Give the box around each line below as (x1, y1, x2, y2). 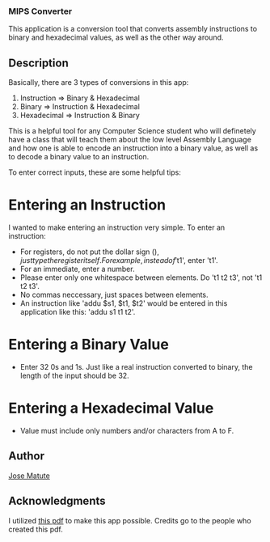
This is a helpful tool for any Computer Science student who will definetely (8, 126, 256, 136)
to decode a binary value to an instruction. (8, 152, 150, 162)
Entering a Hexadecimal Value (8, 399, 214, 417)
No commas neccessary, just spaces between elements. (19, 290, 209, 300)
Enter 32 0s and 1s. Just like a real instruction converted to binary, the (19, 362, 253, 371)
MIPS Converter (8, 6, 73, 17)
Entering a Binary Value (8, 336, 170, 354)
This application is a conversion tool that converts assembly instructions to (8, 24, 257, 34)
